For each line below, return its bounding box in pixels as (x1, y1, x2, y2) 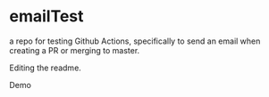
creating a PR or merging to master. (9, 44, 140, 55)
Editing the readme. (9, 62, 82, 73)
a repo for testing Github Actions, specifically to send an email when (9, 36, 261, 46)
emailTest (9, 6, 84, 27)
